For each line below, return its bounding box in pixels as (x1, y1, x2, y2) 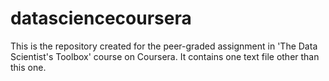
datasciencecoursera (10, 7, 192, 30)
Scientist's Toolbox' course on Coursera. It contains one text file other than (10, 50, 320, 62)
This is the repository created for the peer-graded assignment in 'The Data (10, 40, 318, 52)
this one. (10, 61, 47, 73)
